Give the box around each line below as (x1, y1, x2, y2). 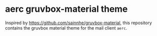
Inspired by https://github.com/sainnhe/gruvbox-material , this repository (5, 20, 152, 26)
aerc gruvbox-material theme (5, 3, 128, 15)
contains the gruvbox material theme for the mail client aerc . (5, 25, 127, 31)
